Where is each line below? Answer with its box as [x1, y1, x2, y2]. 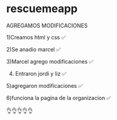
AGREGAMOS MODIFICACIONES [6, 22, 88, 29]
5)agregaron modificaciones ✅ [6, 82, 83, 89]
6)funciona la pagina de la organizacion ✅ [6, 94, 112, 101]
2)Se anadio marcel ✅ [6, 45, 61, 53]
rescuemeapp [6, 2, 78, 16]
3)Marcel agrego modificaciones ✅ [6, 58, 94, 65]
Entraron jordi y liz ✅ [15, 70, 67, 77]
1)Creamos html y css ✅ [6, 33, 67, 41]
